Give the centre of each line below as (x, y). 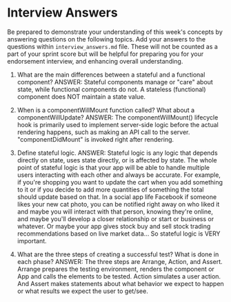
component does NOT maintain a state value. (81, 96)
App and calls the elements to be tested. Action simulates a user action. (119, 276)
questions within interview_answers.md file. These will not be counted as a (113, 46)
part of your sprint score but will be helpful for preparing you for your (106, 54)
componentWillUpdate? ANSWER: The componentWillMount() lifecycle (118, 117)
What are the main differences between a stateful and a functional (111, 75)
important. (32, 240)
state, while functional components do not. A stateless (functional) (111, 89)
